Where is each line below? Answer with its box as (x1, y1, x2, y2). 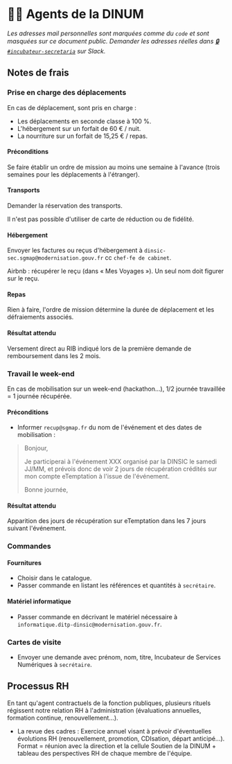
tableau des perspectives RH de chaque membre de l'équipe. (17, 749, 193, 757)
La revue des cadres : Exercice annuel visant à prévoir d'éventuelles (17, 727, 212, 735)
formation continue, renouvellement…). (7, 713, 119, 722)
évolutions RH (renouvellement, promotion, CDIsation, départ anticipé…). (17, 734, 225, 743)
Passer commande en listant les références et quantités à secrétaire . (17, 581, 216, 589)
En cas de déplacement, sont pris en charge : (7, 103, 137, 112)
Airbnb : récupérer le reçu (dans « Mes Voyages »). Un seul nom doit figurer (7, 267, 224, 276)
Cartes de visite (7, 637, 62, 647)
